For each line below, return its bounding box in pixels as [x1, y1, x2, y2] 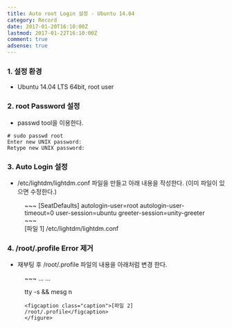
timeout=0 [24, 209, 54, 217]
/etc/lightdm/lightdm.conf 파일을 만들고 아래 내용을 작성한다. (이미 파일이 [17, 178, 218, 187]
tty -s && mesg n [24, 288, 73, 296]
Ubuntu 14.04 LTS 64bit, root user [17, 83, 114, 91]
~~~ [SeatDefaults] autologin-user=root [24, 201, 139, 209]
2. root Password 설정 [7, 101, 80, 111]
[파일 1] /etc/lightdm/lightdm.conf [24, 224, 119, 232]
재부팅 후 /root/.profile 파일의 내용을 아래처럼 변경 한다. [17, 261, 168, 269]
